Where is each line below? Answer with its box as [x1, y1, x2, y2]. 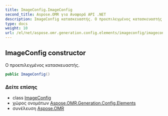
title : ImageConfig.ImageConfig [5, 7, 72, 12]
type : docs [5, 21, 28, 26]
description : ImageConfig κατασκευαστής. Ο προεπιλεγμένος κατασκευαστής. [5, 16, 164, 21]
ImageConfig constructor [5, 49, 86, 57]
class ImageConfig [12, 95, 51, 101]
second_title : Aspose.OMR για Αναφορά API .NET [5, 12, 106, 17]
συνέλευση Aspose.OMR [12, 105, 64, 111]
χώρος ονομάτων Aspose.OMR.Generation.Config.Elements [12, 100, 136, 106]
